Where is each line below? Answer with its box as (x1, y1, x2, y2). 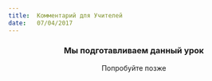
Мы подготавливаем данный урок (63, 45, 205, 56)
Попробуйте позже (101, 63, 167, 72)
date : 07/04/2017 (8, 19, 73, 27)
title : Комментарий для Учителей (8, 11, 124, 20)
